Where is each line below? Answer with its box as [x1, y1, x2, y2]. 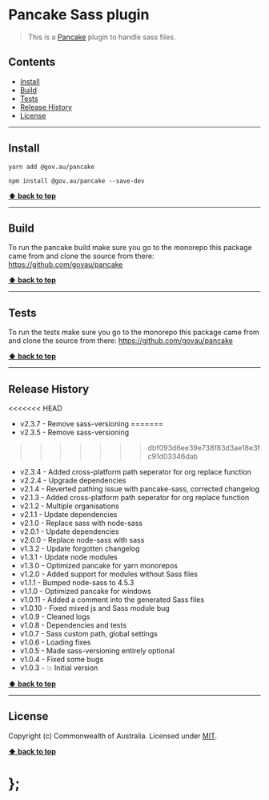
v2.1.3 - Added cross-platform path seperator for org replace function [19, 493, 250, 502]
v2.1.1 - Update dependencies [19, 510, 118, 519]
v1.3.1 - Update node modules [19, 552, 118, 562]
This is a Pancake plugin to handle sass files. [27, 32, 176, 42]
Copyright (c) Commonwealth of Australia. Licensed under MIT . [8, 731, 218, 741]
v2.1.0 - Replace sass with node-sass [19, 519, 143, 527]
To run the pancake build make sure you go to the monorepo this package [8, 243, 252, 253]
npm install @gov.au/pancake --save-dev [8, 176, 146, 185]
